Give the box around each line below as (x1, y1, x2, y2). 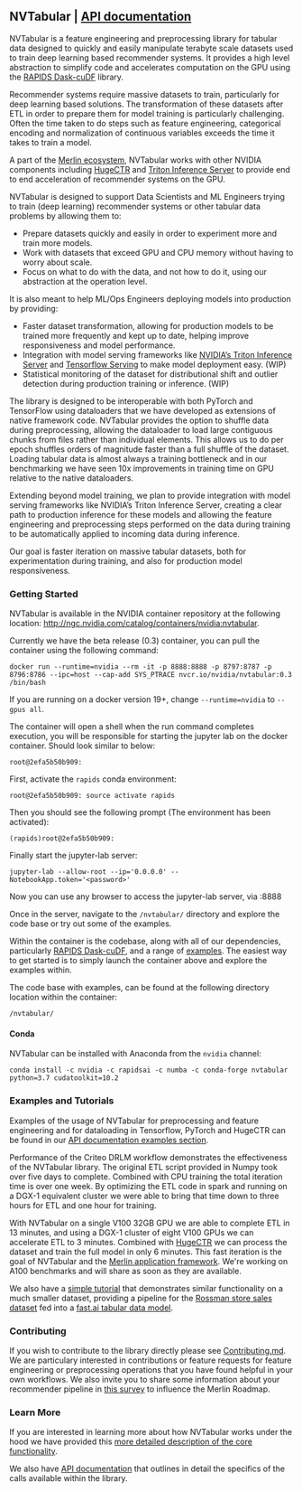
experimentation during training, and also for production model (9, 555, 243, 566)
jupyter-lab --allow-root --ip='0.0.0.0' (9, 868, 168, 877)
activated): (9, 817, 50, 828)
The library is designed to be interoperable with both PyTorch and (9, 395, 254, 407)
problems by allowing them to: (9, 210, 122, 221)
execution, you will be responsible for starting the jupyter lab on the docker (9, 731, 288, 742)
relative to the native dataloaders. (9, 472, 133, 483)
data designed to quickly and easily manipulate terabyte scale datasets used (9, 42, 294, 53)
